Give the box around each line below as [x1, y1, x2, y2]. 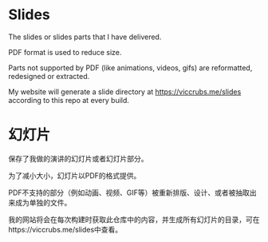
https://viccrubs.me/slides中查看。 [8, 224, 123, 234]
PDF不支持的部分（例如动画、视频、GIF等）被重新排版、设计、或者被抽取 [8, 188, 250, 197]
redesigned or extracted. [8, 71, 90, 81]
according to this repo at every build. [8, 95, 130, 105]
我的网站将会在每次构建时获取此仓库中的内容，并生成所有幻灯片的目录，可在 [8, 214, 260, 224]
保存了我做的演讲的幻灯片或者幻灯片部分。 [8, 153, 148, 163]
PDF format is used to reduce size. [8, 47, 122, 57]
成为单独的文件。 [14, 197, 72, 207]
